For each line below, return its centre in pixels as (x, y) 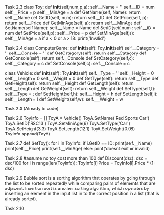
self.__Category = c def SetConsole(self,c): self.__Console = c (67, 64)
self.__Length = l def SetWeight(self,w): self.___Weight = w (64, 99)
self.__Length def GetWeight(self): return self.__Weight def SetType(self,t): (80, 89)
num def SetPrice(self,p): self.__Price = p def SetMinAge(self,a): (70, 33)
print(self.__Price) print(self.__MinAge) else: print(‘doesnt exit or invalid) (78, 148)
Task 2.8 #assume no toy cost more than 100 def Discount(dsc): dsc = (76, 158)
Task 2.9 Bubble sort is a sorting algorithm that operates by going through (80, 178)
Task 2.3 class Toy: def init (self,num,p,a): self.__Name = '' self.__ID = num (80, 7)
